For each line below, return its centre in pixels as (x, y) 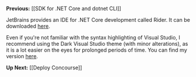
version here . (22, 56)
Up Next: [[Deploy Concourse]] (44, 68)
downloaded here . (28, 26)
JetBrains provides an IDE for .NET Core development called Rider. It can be (98, 20)
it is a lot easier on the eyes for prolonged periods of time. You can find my (97, 50)
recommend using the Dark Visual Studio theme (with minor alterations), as (97, 44)
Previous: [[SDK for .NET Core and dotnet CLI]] (64, 9)
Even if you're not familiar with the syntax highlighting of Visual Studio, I (93, 37)
